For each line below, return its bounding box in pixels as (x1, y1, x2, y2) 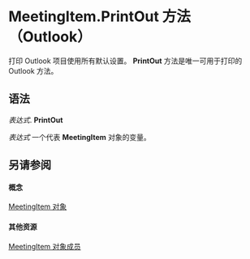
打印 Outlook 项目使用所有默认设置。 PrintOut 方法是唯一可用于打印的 (8, 56, 243, 66)
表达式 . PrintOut (8, 115, 63, 125)
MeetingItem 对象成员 (8, 241, 81, 251)
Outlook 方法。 (8, 66, 58, 75)
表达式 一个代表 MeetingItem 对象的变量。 (8, 132, 152, 142)
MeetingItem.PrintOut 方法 (8, 7, 192, 26)
